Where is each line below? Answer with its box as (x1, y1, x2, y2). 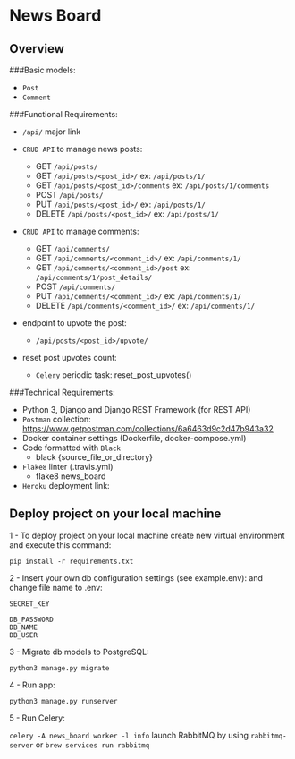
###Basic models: (9, 64, 76, 75)
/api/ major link (21, 126, 81, 137)
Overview (9, 41, 65, 56)
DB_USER (9, 630, 38, 640)
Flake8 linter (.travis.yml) (21, 462, 114, 472)
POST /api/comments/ (35, 281, 116, 292)
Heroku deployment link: (21, 481, 110, 490)
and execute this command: (9, 539, 112, 550)
